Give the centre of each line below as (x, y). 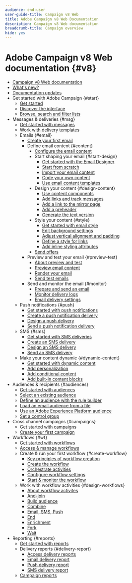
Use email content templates (71, 183)
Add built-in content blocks (55, 379)
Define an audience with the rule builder (61, 400)
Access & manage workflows (49, 448)
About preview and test (58, 262)
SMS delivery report (48, 570)
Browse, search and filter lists (50, 114)
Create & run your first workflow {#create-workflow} (73, 453)
